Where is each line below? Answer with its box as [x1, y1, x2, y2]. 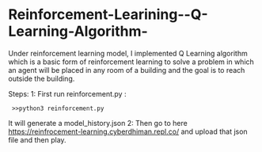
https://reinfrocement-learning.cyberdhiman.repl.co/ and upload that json [8, 127, 248, 136]
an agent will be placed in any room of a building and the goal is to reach [8, 65, 245, 74]
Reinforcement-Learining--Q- [8, 6, 208, 24]
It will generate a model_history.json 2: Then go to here [8, 118, 188, 127]
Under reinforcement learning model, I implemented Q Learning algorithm [8, 48, 248, 58]
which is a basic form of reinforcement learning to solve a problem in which [8, 57, 255, 66]
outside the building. [8, 74, 75, 83]
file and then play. [8, 135, 66, 144]
